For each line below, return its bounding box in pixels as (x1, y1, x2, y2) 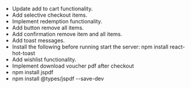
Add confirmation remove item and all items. (11, 31, 123, 38)
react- (169, 43, 186, 50)
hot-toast (11, 50, 36, 56)
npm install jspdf (11, 69, 54, 75)
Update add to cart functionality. (11, 5, 93, 12)
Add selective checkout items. (11, 11, 88, 19)
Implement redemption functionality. (11, 18, 103, 25)
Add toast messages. (11, 37, 65, 44)
